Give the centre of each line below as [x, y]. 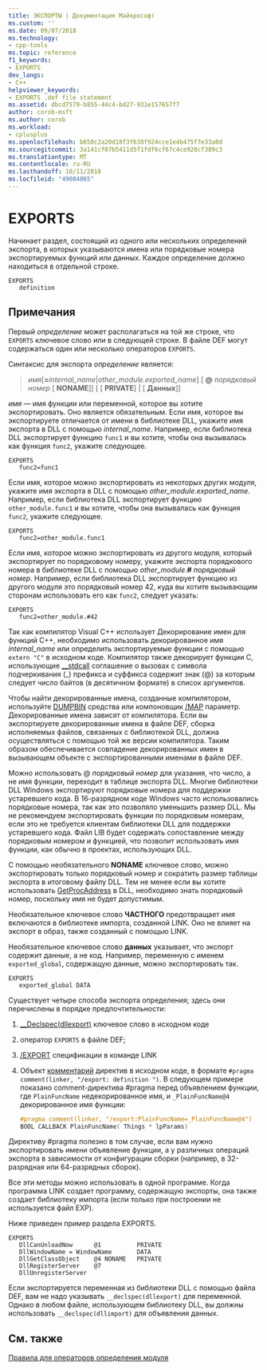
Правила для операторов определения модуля [88, 1358]
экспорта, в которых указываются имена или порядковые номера [122, 249]
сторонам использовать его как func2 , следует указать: [104, 595]
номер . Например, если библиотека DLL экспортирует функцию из [123, 578]
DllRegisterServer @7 [60, 1266]
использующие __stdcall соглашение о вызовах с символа [108, 665]
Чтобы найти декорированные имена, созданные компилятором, [120, 698]
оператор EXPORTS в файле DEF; [73, 1039]
